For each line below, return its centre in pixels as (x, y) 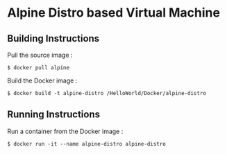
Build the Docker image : (42, 80)
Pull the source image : (40, 55)
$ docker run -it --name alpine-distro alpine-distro (87, 144)
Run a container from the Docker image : (65, 131)
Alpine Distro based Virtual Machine (114, 13)
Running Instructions (54, 115)
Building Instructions (53, 38)
